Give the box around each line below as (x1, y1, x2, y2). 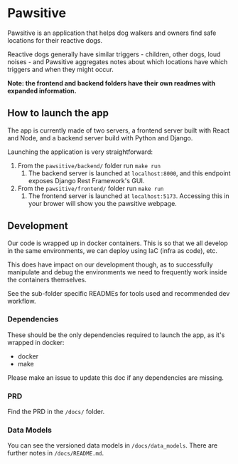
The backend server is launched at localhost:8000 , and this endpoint (28, 169, 231, 177)
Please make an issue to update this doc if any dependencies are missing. (7, 373, 224, 382)
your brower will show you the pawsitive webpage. (28, 199, 178, 207)
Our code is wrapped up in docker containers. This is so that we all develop (7, 239, 229, 247)
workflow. (7, 297, 36, 305)
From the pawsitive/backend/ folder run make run (17, 161, 161, 170)
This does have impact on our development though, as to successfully (7, 260, 213, 269)
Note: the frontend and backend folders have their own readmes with (7, 78, 215, 87)
